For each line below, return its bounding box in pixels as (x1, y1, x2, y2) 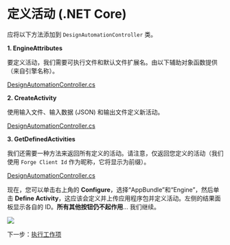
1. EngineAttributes (7, 44, 63, 52)
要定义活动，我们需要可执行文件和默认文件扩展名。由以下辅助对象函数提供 (7, 58, 218, 66)
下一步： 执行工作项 (7, 230, 62, 238)
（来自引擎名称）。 (7, 67, 58, 75)
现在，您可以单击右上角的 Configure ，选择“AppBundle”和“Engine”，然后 (7, 185, 214, 194)
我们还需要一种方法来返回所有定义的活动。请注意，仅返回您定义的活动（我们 (7, 149, 224, 157)
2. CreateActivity (7, 93, 57, 102)
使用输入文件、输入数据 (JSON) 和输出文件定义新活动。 (7, 108, 164, 116)
